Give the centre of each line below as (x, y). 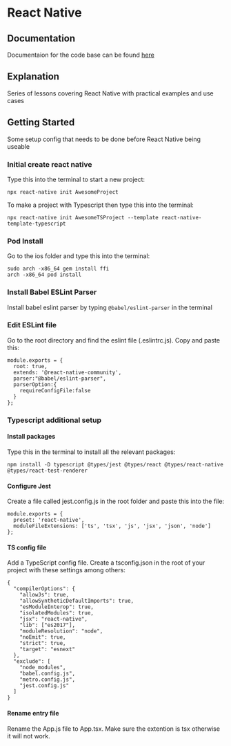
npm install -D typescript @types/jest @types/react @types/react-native (115, 464)
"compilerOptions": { (44, 589)
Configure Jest (29, 486)
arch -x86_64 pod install (44, 275)
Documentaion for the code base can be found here (81, 55)
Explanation (33, 76)
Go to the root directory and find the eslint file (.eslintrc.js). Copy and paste (114, 340)
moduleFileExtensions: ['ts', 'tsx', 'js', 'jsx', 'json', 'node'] (112, 526)
